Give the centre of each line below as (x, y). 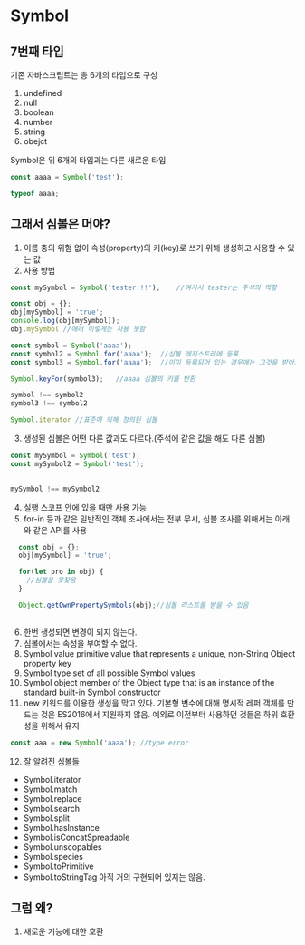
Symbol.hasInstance (62, 827)
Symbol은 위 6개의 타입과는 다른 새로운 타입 (88, 160)
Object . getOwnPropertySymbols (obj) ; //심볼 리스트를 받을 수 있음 (134, 605)
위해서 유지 (60, 726)
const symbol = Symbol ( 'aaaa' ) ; (71, 346)
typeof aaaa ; (35, 193)
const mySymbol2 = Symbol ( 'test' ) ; (77, 463)
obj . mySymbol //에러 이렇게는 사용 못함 (78, 329)
